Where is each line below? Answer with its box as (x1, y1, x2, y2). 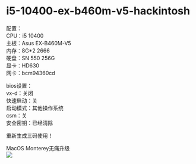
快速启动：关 (6, 97, 37, 104)
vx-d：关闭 (6, 89, 34, 97)
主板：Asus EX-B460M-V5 (6, 39, 71, 47)
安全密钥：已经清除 (6, 119, 53, 126)
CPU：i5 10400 (6, 32, 44, 39)
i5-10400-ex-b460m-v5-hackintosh (6, 4, 190, 18)
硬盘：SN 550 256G (6, 54, 55, 61)
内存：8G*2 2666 (6, 47, 50, 54)
